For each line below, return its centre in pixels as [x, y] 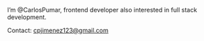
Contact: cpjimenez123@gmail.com [58, 30]
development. [27, 17]
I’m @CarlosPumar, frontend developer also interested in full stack [102, 10]
